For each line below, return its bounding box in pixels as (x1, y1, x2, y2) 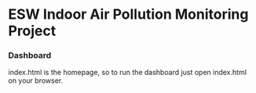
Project (8, 22, 57, 40)
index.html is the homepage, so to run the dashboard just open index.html (8, 68, 247, 77)
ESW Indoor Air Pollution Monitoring (8, 5, 249, 23)
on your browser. (8, 76, 64, 85)
